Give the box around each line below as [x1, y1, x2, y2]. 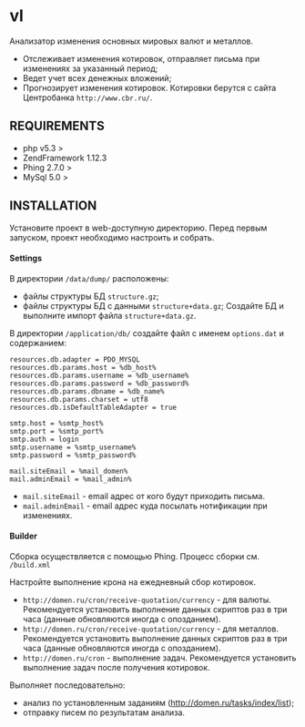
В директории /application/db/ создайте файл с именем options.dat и [9, 327, 285, 338]
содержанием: [9, 337, 66, 348]
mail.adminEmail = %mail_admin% [9, 475, 132, 484]
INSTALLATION [9, 198, 97, 214]
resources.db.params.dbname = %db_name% [9, 386, 166, 396]
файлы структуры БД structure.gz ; [22, 291, 159, 302]
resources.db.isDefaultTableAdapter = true [9, 403, 178, 412]
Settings [9, 252, 43, 264]
